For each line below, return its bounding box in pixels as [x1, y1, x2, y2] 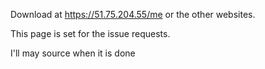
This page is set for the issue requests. [10, 28, 171, 39]
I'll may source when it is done [10, 47, 136, 59]
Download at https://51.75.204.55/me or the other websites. [10, 9, 256, 20]
